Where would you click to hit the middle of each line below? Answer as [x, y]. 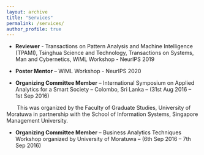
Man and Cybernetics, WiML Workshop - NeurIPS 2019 [85, 59]
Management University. [37, 121]
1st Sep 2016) [32, 96]
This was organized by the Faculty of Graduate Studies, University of [104, 108]
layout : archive [27, 12]
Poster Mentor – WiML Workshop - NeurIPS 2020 [78, 71]
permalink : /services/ [35, 23]
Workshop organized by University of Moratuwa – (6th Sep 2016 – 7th [103, 139]
